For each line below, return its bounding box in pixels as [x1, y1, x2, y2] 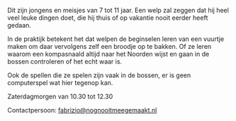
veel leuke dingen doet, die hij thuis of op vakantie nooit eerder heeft [7, 13, 208, 22]
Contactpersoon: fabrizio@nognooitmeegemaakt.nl [7, 106, 157, 114]
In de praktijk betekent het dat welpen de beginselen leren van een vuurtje [7, 35, 225, 43]
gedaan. [7, 21, 32, 29]
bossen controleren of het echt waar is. [7, 57, 123, 66]
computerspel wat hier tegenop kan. [7, 79, 113, 87]
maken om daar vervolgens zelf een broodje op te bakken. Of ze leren [7, 42, 212, 50]
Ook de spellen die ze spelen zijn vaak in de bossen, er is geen [7, 71, 191, 79]
